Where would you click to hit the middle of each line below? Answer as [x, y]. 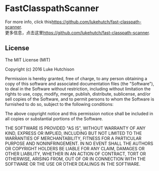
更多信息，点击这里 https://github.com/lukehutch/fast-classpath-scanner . [78, 32]
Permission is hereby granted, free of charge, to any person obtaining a [76, 78]
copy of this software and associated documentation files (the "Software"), [80, 84]
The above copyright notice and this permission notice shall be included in [79, 114]
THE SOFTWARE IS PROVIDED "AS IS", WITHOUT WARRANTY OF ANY [75, 128]
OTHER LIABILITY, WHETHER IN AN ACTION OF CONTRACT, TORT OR [75, 154]
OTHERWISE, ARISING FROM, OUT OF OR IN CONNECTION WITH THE [75, 159]
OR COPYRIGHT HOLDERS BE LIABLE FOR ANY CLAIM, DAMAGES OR [75, 148]
